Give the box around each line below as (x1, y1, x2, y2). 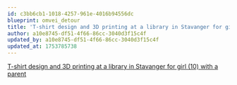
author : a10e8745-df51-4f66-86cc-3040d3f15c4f (7, 30, 147, 37)
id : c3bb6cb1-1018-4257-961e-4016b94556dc (7, 10, 134, 18)
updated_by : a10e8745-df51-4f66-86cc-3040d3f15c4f (7, 37, 159, 44)
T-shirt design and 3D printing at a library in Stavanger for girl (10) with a (7, 63, 219, 70)
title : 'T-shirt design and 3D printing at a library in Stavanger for (7, 23, 222, 30)
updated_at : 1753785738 (7, 43, 78, 50)
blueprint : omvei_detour (7, 17, 80, 24)
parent (7, 70, 27, 78)
